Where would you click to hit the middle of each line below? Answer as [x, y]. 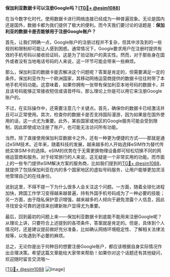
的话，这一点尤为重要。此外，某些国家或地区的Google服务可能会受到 [81, 121]
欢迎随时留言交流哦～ [27, 259]
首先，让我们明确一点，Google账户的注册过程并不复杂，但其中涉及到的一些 [84, 42]
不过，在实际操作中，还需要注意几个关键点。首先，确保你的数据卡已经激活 [83, 108]
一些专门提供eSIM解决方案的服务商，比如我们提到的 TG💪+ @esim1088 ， [89, 163]
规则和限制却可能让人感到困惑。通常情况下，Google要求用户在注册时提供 [81, 48]
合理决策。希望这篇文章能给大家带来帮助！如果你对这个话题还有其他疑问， [87, 253]
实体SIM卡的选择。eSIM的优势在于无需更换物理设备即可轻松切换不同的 [83, 151]
